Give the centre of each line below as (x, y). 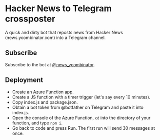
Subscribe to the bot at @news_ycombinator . (50, 64)
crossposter (30, 19)
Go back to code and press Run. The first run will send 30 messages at (83, 128)
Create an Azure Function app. (43, 92)
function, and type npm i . (37, 123)
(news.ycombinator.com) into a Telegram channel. (55, 38)
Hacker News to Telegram (59, 9)
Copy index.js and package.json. (45, 102)
